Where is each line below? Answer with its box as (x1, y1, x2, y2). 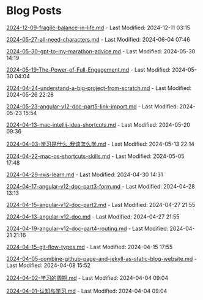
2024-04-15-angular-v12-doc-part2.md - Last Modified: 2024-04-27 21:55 (6, 201, 196, 208)
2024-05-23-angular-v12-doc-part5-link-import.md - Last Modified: (6, 102, 179, 110)
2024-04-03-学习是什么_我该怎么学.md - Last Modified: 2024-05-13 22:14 (6, 140, 194, 148)
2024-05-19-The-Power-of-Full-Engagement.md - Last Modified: (6, 66, 171, 73)
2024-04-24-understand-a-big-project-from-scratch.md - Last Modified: (6, 84, 191, 92)
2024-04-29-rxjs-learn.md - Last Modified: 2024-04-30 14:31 (6, 171, 163, 178)
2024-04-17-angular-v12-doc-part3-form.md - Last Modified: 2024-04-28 (6, 182, 195, 190)
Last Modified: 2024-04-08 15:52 (6, 261, 90, 269)
